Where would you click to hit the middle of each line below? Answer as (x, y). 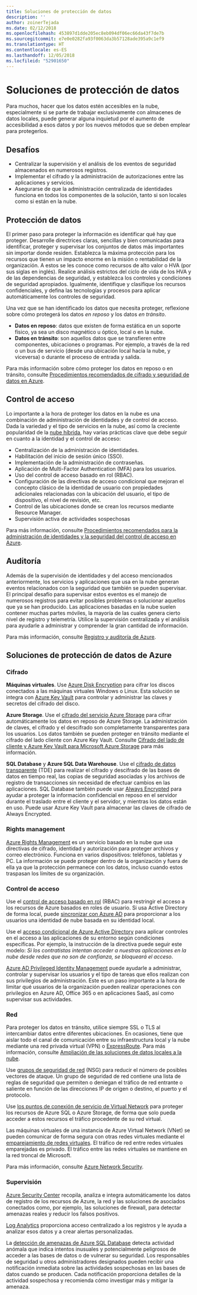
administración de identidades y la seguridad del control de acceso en (91, 536)
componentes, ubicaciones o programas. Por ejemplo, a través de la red (102, 344)
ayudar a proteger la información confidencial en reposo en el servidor (92, 795)
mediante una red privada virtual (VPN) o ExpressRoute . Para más (86, 1046)
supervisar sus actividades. (39, 999)
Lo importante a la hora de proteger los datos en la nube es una (83, 413)
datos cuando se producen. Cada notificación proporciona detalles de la (94, 1274)
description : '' (26, 17)
